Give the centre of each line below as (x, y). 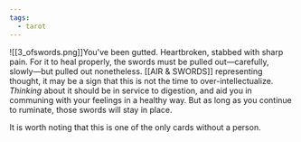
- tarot (32, 26)
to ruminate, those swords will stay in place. (91, 109)
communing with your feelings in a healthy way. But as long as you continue (150, 99)
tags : (19, 18)
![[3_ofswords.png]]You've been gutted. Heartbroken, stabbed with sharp (146, 52)
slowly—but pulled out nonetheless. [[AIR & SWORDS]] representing (136, 71)
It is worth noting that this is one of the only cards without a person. (135, 127)
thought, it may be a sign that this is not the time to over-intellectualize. (141, 80)
